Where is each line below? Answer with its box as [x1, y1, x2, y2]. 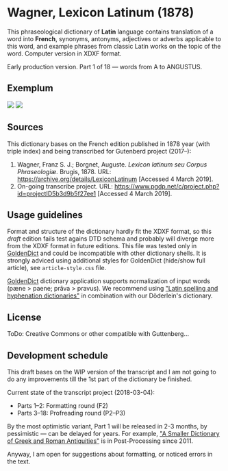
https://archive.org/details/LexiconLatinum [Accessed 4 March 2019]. [16, 175, 214, 183]
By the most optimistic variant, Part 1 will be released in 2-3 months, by [7, 422, 207, 430]
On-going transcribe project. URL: [16, 182, 113, 190]
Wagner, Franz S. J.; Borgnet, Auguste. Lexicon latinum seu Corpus [16, 160, 207, 169]
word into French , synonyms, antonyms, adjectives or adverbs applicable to [7, 34, 221, 43]
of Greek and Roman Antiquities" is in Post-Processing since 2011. [7, 437, 194, 445]
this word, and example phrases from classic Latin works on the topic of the [7, 42, 221, 50]
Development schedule [7, 350, 108, 361]
